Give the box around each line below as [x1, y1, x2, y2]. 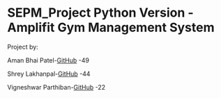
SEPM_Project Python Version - [7, 5, 194, 21]
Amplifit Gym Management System [7, 19, 215, 35]
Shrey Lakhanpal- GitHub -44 [7, 70, 91, 78]
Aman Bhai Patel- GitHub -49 [7, 56, 89, 64]
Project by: [7, 42, 38, 51]
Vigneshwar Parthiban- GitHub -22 [7, 83, 106, 91]
